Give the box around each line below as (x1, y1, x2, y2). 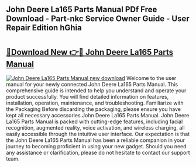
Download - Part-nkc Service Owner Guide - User (6, 14, 190, 24)
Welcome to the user (126, 75, 177, 81)
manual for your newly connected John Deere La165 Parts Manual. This (6, 81, 178, 88)
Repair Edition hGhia (6, 23, 82, 33)
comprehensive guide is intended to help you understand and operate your (6, 87, 187, 94)
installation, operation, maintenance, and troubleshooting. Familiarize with (6, 99, 184, 106)
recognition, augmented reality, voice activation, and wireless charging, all (6, 124, 185, 131)
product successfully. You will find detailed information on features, (6, 93, 169, 100)
